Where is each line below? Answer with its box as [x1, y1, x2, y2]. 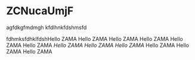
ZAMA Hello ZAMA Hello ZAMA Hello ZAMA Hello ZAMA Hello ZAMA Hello [6, 42, 190, 49]
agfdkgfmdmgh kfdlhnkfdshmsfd [6, 24, 87, 31]
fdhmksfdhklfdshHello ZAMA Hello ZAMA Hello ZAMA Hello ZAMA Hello [6, 35, 183, 42]
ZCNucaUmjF [6, 4, 74, 18]
